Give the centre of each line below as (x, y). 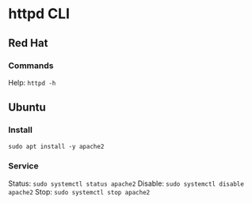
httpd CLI (39, 14)
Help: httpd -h (32, 82)
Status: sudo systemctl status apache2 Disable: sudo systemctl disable (126, 183)
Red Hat (28, 43)
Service (23, 166)
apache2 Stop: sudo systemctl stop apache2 (79, 191)
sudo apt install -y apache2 (56, 146)
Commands (31, 66)
